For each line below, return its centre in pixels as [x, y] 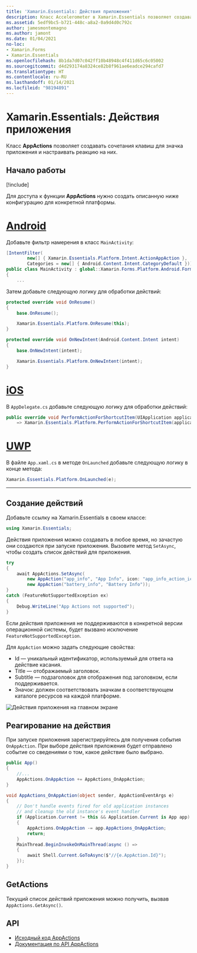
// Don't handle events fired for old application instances [93, 806]
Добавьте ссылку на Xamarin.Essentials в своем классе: [76, 517]
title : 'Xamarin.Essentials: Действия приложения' [69, 11]
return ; [36, 834]
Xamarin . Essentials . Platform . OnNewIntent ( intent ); [80, 361]
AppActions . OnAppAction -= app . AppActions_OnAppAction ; [97, 828]
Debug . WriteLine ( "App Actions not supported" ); [76, 606]
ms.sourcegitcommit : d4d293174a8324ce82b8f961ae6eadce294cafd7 [85, 66]
